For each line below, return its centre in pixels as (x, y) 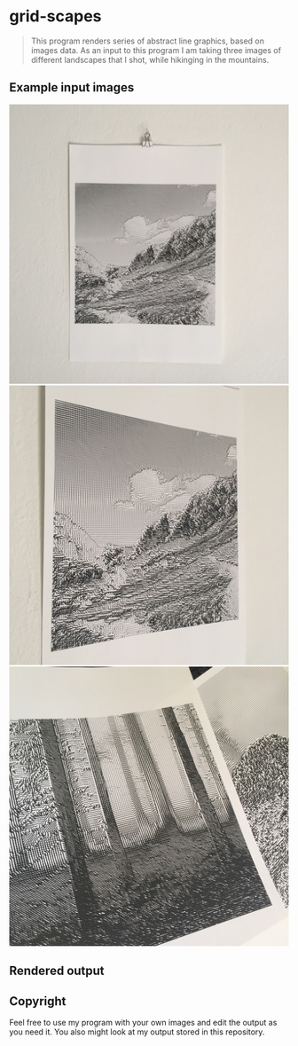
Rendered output (57, 971)
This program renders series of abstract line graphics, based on (147, 41)
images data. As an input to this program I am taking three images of (156, 50)
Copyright (38, 1001)
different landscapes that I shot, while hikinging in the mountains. (150, 59)
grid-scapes (55, 16)
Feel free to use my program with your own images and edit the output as (143, 1022)
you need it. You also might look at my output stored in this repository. (137, 1032)
